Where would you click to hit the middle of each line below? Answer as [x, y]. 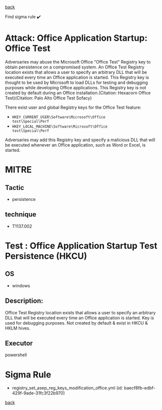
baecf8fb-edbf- [140, 388]
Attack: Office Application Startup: [76, 38]
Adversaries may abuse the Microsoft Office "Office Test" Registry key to [78, 62]
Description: [24, 301]
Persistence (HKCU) [46, 256]
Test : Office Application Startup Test [81, 246]
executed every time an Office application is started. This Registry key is [77, 77]
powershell [16, 355]
